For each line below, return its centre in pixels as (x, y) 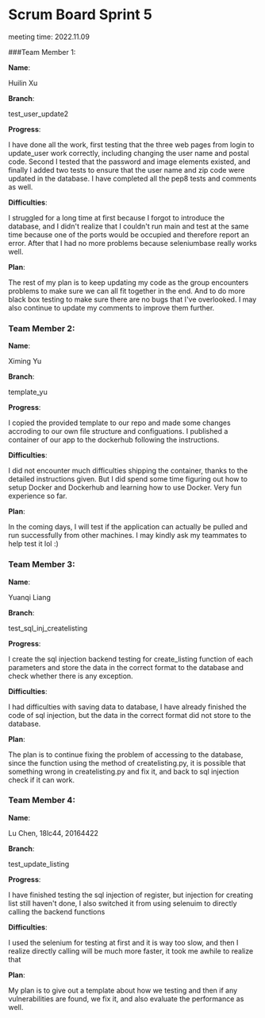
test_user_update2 (38, 114)
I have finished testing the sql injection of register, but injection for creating (131, 895)
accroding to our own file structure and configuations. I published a (118, 431)
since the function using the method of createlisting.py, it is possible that (127, 763)
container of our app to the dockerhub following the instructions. (114, 440)
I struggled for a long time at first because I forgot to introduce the (116, 217)
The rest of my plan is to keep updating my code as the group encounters (129, 282)
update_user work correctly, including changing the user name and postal (129, 153)
